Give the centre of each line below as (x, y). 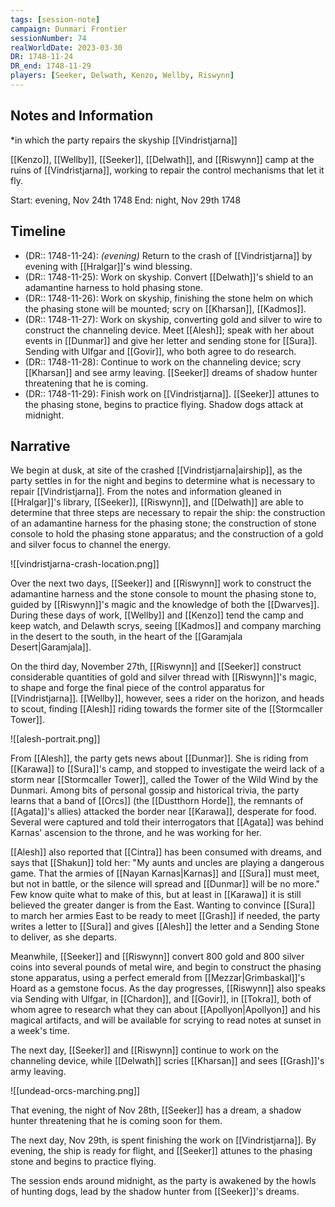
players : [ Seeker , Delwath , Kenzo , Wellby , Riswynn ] (122, 76)
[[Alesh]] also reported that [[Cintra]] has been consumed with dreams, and (166, 852)
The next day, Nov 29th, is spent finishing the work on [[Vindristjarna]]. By (163, 1140)
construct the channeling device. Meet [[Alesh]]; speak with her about (169, 330)
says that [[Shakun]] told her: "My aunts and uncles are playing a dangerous (167, 863)
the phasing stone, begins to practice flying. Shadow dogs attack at (164, 404)
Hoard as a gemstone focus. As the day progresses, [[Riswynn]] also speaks (168, 988)
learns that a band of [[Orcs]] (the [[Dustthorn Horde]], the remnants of (157, 801)
